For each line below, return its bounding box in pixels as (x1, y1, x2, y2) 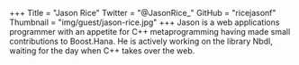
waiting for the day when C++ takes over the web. (9, 45, 195, 56)
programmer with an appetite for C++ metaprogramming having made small (9, 27, 291, 37)
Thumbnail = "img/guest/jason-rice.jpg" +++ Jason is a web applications (9, 17, 280, 28)
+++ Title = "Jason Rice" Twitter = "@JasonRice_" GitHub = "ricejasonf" (9, 8, 276, 18)
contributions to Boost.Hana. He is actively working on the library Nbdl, (9, 36, 273, 46)
